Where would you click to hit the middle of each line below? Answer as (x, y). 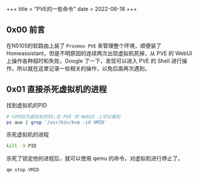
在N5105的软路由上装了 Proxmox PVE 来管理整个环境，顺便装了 (84, 46)
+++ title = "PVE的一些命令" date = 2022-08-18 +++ (72, 9)
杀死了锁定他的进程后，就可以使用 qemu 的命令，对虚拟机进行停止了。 (95, 158)
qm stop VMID (23, 170)
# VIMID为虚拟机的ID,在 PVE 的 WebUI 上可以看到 (63, 117)
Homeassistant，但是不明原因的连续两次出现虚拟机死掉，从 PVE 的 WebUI (99, 53)
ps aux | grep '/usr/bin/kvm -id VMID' (57, 122)
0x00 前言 (26, 30)
